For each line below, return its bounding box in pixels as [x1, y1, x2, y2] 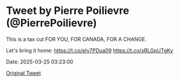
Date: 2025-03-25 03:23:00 [6, 58, 73, 65]
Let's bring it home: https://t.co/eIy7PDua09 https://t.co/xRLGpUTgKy [6, 47, 173, 54]
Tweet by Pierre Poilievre [6, 4, 129, 17]
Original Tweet [6, 69, 41, 76]
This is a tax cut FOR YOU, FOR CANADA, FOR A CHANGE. [6, 35, 147, 42]
